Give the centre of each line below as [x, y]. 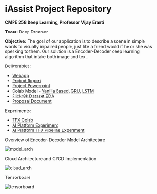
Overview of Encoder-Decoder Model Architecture [55, 140]
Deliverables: [18, 66]
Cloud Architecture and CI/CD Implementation [51, 158]
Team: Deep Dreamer [27, 32]
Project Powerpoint [31, 85]
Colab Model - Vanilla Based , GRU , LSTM [53, 91]
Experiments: [18, 111]
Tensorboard [18, 177]
